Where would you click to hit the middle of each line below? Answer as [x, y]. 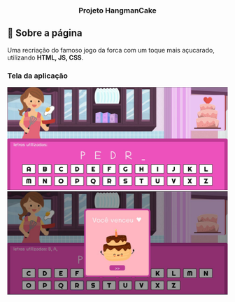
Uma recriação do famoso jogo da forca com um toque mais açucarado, [111, 50]
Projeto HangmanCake [117, 11]
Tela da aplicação [38, 76]
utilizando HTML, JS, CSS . [45, 57]
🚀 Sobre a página [45, 33]
